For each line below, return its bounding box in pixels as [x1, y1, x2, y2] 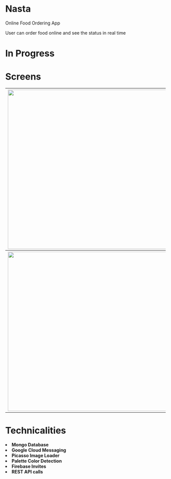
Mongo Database [12, 442, 49, 447]
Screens [5, 71, 41, 83]
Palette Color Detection [12, 458, 62, 464]
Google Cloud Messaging [12, 447, 66, 453]
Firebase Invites [12, 463, 47, 469]
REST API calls [12, 469, 43, 474]
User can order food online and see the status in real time [5, 30, 126, 36]
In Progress [5, 48, 55, 59]
